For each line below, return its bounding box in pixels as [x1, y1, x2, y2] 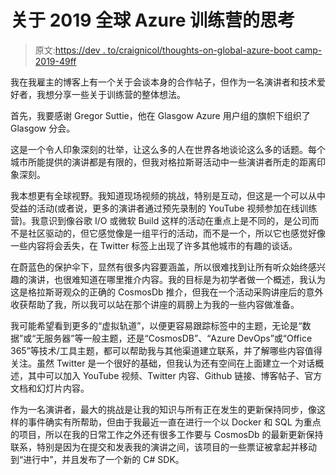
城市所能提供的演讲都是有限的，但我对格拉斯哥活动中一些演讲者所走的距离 [10, 156, 317, 168]
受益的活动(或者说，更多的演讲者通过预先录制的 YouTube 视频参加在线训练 [10, 202, 318, 214]
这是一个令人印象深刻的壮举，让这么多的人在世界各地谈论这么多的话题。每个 [10, 143, 326, 155]
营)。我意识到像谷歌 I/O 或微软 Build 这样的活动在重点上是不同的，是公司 [10, 214, 311, 226]
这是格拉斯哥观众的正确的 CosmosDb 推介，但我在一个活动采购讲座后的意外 [10, 286, 324, 298]
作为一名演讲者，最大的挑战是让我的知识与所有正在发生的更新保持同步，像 [10, 403, 317, 415]
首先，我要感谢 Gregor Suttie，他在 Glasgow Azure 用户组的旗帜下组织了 [10, 109, 311, 121]
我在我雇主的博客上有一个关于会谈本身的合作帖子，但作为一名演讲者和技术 [10, 76, 317, 88]
